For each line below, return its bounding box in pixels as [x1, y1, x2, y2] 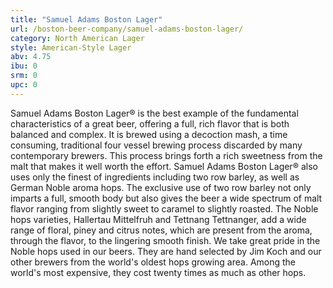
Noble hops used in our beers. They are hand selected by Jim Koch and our [10, 245, 322, 257]
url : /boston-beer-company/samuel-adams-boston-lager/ [10, 24, 244, 34]
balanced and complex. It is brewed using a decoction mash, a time [10, 128, 288, 140]
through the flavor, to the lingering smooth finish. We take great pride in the [10, 234, 321, 246]
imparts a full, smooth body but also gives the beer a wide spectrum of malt [10, 192, 323, 204]
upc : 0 [10, 80, 38, 90]
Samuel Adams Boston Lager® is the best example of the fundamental [10, 107, 299, 119]
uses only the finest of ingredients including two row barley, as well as [10, 171, 300, 183]
